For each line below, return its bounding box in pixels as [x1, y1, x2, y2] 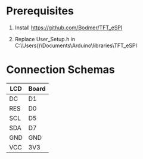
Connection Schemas [6, 63, 115, 77]
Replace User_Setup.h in [14, 35, 76, 42]
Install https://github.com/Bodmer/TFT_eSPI [14, 24, 123, 31]
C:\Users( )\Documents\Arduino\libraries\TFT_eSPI [14, 42, 138, 49]
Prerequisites [6, 4, 74, 18]
